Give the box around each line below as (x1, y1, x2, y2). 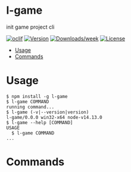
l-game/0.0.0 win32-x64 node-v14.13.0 (6, 114, 102, 120)
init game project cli (6, 23, 55, 30)
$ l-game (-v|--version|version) (6, 109, 89, 115)
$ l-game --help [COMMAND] (6, 119, 73, 125)
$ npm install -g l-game (6, 93, 68, 99)
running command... (6, 104, 55, 110)
